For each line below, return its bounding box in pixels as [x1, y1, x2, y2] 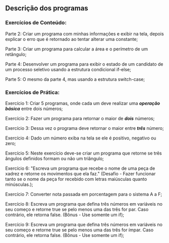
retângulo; [5, 51, 27, 57]
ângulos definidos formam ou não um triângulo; [5, 155, 104, 161]
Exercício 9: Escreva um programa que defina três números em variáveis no [5, 221, 163, 227]
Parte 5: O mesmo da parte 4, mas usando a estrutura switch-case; [5, 76, 145, 82]
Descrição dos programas [5, 4, 88, 13]
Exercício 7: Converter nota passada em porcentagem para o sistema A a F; [5, 191, 162, 197]
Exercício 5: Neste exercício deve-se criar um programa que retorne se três [5, 150, 162, 156]
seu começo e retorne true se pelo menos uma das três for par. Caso [5, 206, 149, 212]
